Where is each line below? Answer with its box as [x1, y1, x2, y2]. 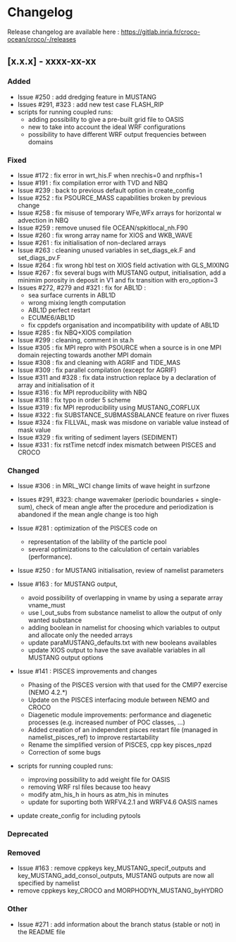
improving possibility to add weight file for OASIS [27, 776, 170, 784]
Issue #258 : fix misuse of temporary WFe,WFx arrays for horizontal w [17, 209, 222, 217]
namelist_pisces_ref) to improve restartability [27, 733, 159, 742]
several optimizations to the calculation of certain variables [27, 545, 199, 554]
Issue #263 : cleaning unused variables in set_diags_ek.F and [17, 246, 196, 254]
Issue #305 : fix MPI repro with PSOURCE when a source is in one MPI [17, 343, 222, 352]
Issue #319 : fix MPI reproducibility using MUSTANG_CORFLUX [17, 403, 201, 411]
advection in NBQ [17, 216, 69, 224]
